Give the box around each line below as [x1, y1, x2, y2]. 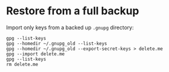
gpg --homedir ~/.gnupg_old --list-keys [6, 40, 108, 46]
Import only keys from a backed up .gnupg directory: [6, 24, 134, 31]
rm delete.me [6, 61, 39, 67]
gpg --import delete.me [6, 51, 65, 57]
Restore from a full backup [6, 4, 139, 18]
